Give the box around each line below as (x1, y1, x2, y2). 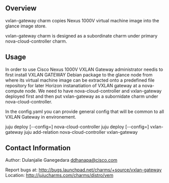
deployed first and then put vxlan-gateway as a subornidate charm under (5, 93, 158, 99)
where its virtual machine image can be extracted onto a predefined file (5, 77, 155, 83)
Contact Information (5, 144, 71, 153)
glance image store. (5, 23, 47, 29)
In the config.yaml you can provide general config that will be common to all (5, 108, 164, 115)
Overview (5, 4, 37, 13)
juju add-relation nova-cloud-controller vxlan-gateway (24, 129, 138, 135)
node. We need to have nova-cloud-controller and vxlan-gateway (25, 88, 162, 94)
